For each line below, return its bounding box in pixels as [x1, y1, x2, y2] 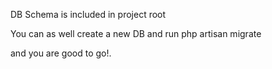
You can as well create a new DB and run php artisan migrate [10, 28, 262, 39]
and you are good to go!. [10, 47, 112, 59]
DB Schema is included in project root [10, 9, 167, 20]
